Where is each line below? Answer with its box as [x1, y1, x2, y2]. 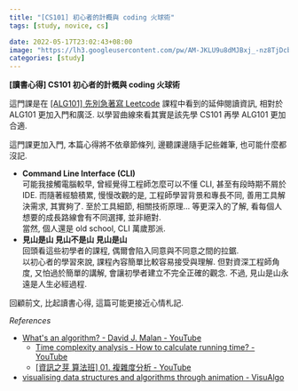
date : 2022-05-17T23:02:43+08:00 [9, 37, 133, 46]
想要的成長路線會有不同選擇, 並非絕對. [21, 212, 161, 223]
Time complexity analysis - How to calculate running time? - [35, 342, 255, 353]
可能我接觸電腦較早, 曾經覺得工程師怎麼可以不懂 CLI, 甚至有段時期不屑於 [21, 179, 286, 189]
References [9, 315, 51, 326]
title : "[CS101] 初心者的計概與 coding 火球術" [9, 12, 175, 22]
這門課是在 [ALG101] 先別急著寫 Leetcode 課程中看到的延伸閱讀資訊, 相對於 [9, 99, 284, 109]
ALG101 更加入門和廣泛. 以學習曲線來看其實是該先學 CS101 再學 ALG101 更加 [9, 109, 286, 120]
